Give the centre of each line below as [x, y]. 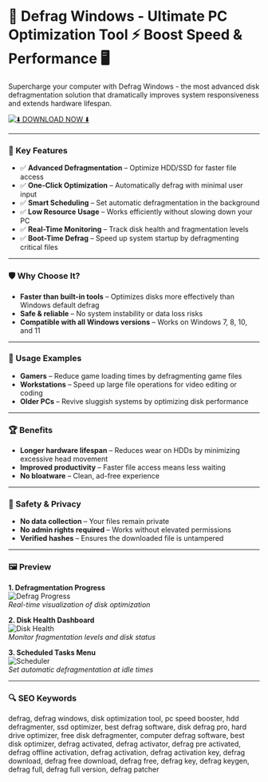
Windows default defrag [59, 305]
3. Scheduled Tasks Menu [52, 652]
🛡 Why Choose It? [44, 276]
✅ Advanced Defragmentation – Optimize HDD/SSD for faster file [128, 168]
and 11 [30, 330]
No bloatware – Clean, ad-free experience [89, 476]
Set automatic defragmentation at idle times [81, 669]
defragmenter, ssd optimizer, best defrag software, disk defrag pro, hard [128, 727]
